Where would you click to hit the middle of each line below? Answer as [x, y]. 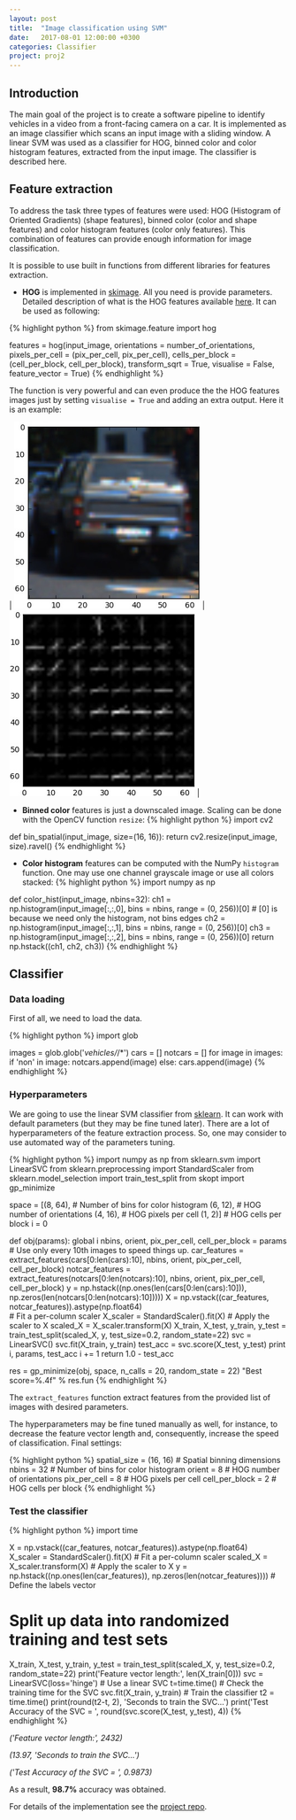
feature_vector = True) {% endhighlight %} [87, 373]
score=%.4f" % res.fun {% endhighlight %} [88, 1380]
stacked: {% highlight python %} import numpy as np [119, 882]
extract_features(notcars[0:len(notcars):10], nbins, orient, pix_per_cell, [137, 1278]
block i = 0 [29, 1223]
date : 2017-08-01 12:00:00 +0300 [75, 37]
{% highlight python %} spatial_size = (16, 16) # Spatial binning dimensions [145, 1460]
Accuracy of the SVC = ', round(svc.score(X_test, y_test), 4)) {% [125, 1711]
